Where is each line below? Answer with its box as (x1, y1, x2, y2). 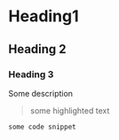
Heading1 (8, 6, 79, 27)
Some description (8, 88, 73, 98)
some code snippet (8, 122, 76, 131)
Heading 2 (8, 42, 67, 57)
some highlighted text (29, 105, 110, 116)
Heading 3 (8, 68, 54, 81)
